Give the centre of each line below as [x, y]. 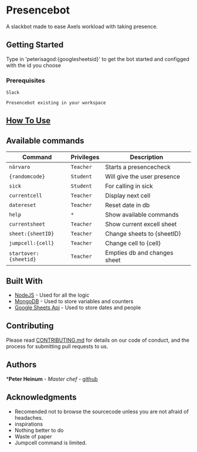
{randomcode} [27, 177]
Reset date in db [128, 205]
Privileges [85, 157]
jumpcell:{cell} [32, 243]
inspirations [28, 424]
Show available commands [142, 215]
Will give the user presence [143, 176]
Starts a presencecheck [138, 167]
